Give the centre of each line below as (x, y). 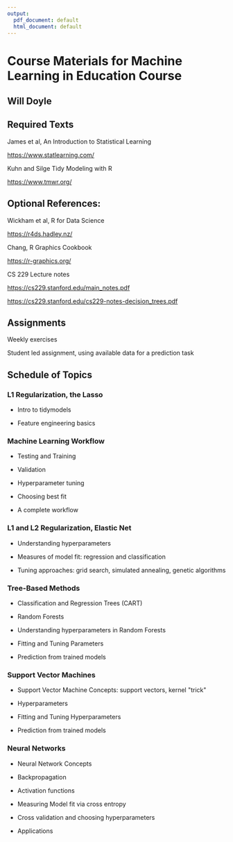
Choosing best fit (42, 496)
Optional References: (54, 204)
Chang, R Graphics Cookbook (50, 247)
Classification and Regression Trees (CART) (80, 603)
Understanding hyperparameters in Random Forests (92, 630)
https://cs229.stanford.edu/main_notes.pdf (69, 287)
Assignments (37, 322)
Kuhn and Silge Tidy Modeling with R (60, 168)
